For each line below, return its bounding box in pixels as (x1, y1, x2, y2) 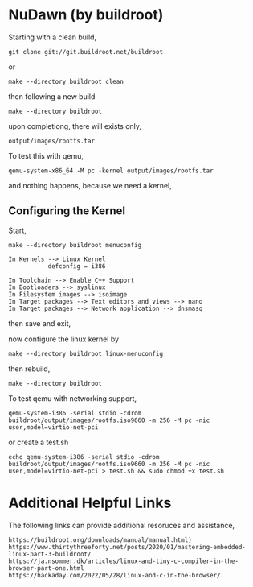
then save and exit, (8, 318, 71, 328)
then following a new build (8, 91, 96, 101)
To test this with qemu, (8, 151, 84, 160)
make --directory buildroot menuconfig (8, 241, 142, 249)
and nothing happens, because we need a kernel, (8, 180, 173, 190)
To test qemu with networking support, (8, 393, 137, 403)
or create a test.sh (8, 437, 69, 447)
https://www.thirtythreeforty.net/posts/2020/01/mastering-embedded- (8, 543, 247, 551)
